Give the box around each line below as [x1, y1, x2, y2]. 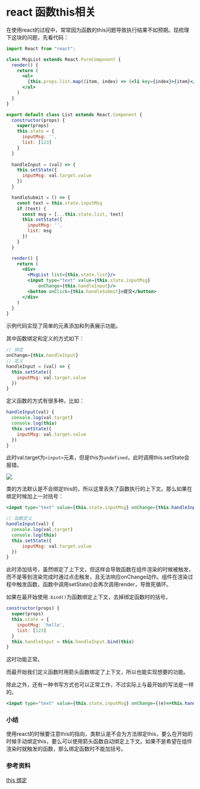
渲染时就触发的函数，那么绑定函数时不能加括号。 [6, 745, 126, 753]
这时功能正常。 [6, 656, 43, 663]
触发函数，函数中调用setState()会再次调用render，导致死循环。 [16, 581, 171, 588]
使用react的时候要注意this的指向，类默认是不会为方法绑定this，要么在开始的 [6, 731, 193, 738]
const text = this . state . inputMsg [17, 200, 102, 206]
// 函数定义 [6, 516, 33, 522]
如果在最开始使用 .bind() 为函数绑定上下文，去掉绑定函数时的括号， [6, 593, 171, 600]
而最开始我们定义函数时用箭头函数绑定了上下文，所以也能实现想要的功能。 [6, 668, 189, 676]
